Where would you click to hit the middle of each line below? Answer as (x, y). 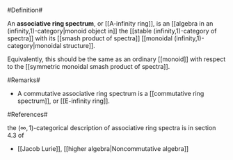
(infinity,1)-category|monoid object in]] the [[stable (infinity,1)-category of (112, 31)
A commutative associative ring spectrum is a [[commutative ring (111, 94)
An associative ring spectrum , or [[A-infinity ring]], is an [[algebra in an (110, 23)
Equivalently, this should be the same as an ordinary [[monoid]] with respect (116, 59)
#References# (27, 114)
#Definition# (25, 10)
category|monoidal (34, 46)
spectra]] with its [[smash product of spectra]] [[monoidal (90, 38)
